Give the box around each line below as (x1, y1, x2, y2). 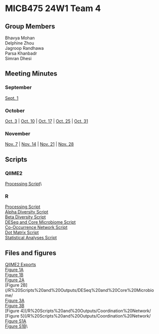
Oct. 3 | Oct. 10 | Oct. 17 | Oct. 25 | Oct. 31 (5, 118, 88, 124)
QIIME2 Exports (5, 262, 36, 268)
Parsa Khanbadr (5, 50, 37, 56)
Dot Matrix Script (5, 229, 39, 235)
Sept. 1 (5, 95, 18, 101)
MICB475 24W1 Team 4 (5, 3, 101, 14)
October (5, 107, 25, 114)
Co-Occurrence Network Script (5, 225, 68, 230)
